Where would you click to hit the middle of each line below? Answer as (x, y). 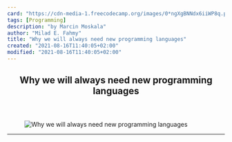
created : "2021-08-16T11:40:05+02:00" (63, 46)
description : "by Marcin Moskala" (57, 26)
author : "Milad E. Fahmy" (44, 33)
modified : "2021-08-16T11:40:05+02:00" (65, 53)
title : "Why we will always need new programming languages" (97, 39)
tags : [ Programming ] (37, 20)
